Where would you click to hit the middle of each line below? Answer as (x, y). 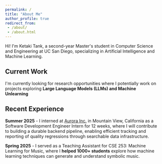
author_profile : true (27, 18)
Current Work (26, 72)
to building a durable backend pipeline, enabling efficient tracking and (76, 131)
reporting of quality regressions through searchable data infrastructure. (77, 136)
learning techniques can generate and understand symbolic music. (72, 156)
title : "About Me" (24, 14)
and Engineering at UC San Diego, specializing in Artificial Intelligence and (80, 51)
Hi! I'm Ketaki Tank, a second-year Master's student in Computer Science (79, 46)
